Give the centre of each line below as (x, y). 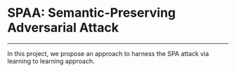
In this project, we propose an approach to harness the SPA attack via (108, 53)
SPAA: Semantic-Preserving (92, 13)
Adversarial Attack (63, 28)
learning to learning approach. (51, 61)
